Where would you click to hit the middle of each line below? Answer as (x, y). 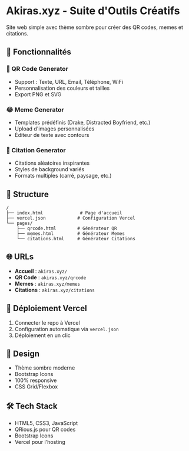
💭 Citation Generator (36, 150)
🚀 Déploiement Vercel (47, 308)
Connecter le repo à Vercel (47, 322)
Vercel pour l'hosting (40, 442)
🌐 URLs (20, 257)
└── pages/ (19, 223)
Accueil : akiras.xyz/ (41, 271)
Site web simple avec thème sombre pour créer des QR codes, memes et (95, 27)
